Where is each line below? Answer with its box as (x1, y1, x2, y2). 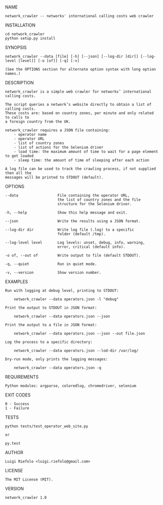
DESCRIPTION (5, 80, 34, 85)
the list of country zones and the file (57, 197, 141, 202)
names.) (5, 71, 21, 76)
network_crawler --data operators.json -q (14, 365, 102, 370)
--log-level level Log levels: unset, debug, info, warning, (5, 240, 145, 245)
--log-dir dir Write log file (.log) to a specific (5, 227, 134, 232)
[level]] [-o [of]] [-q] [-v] (18, 58, 80, 63)
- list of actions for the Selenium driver (14, 145, 104, 150)
